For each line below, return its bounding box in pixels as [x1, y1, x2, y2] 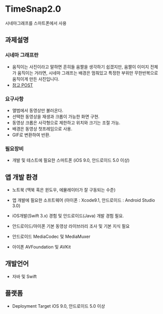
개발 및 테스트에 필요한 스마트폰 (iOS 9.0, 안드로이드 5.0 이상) [12, 157, 130, 163]
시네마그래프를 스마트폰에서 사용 [5, 20, 67, 26]
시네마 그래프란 [5, 52, 39, 59]
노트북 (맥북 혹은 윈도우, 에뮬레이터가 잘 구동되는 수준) [12, 187, 116, 193]
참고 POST [12, 82, 33, 88]
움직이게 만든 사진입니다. [12, 76, 60, 82]
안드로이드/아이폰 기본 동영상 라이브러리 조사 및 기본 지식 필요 [12, 223, 130, 229]
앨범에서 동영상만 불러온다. [12, 107, 63, 113]
